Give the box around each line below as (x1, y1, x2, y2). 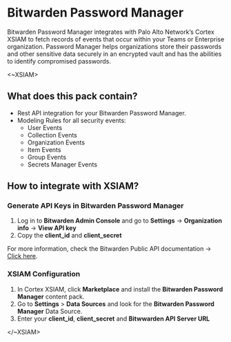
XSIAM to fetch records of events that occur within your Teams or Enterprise (7, 35, 225, 43)
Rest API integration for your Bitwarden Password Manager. (17, 108, 186, 117)
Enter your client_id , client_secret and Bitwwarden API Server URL (17, 314, 210, 323)
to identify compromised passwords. (7, 57, 112, 65)
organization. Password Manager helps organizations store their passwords (7, 42, 222, 50)
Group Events (27, 153, 67, 161)
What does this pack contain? (7, 91, 138, 102)
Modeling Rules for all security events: (17, 116, 126, 124)
